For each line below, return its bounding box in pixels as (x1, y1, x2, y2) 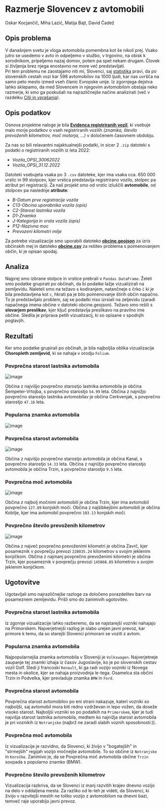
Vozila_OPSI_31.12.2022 (12, 162, 60, 168)
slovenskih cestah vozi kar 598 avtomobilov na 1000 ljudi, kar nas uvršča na (5, 73, 159, 79)
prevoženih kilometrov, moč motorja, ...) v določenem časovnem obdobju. (5, 132, 155, 138)
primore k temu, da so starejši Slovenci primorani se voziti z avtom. (5, 630, 141, 636)
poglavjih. (5, 317, 25, 324)
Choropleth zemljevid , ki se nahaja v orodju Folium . (5, 350, 110, 356)
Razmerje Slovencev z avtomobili (5, 3, 144, 15)
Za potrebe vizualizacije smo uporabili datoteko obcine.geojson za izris (5, 238, 151, 244)
